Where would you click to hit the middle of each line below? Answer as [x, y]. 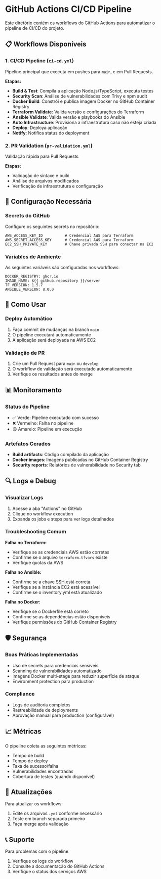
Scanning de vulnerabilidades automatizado [57, 671]
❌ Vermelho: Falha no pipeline [43, 423]
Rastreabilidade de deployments [45, 710]
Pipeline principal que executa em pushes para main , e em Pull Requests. [79, 71]
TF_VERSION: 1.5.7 [24, 285]
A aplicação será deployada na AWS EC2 [54, 340]
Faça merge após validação [40, 824]
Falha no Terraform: [26, 542]
